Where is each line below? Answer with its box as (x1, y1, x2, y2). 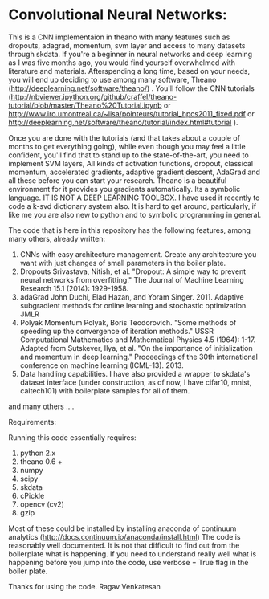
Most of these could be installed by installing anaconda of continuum (8, 524, 237, 533)
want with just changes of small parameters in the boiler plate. (19, 258, 226, 267)
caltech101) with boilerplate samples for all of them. (19, 385, 190, 395)
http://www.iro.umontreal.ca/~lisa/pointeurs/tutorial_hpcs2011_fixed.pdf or (8, 108, 255, 118)
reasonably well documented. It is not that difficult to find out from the (8, 540, 240, 550)
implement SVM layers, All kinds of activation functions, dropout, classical (8, 158, 254, 168)
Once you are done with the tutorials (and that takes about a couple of (8, 132, 241, 142)
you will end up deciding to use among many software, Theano (8, 75, 217, 84)
